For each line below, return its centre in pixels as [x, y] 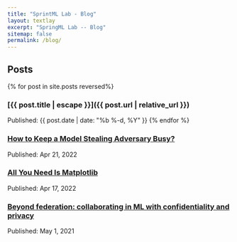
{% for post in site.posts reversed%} [61, 86]
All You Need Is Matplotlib [53, 173]
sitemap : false [30, 34]
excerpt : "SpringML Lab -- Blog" [57, 27]
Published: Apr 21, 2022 [43, 154]
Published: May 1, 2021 [41, 231]
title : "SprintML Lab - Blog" [52, 14]
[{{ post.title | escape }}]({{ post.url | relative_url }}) [99, 105]
